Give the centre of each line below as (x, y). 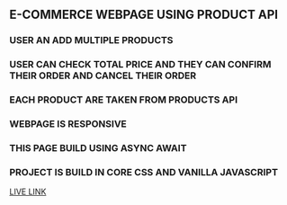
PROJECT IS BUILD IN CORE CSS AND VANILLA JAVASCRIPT (144, 172)
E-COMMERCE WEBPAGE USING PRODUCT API (144, 15)
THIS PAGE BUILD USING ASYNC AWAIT (98, 148)
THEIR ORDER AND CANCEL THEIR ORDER (103, 76)
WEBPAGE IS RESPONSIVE (68, 124)
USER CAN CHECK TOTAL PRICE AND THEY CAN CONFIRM (140, 65)
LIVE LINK (28, 192)
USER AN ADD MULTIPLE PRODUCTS (91, 40)
